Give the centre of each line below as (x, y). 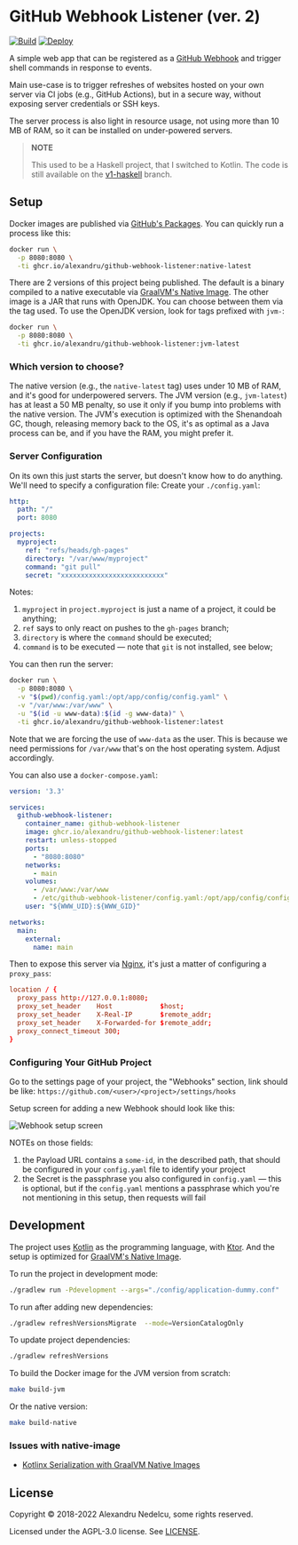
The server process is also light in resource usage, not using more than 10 (144, 121)
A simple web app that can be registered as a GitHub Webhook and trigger (145, 58)
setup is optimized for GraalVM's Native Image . (95, 1256)
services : (27, 807)
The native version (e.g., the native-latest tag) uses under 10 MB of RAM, (145, 386)
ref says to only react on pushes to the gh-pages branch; (125, 628)
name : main (53, 947)
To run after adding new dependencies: (81, 1307)
